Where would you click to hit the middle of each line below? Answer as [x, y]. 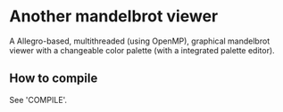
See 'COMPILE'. [38, 100]
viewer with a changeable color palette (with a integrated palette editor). [142, 50]
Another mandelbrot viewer [114, 16]
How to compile [54, 79]
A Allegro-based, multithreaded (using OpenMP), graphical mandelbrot [140, 41]
